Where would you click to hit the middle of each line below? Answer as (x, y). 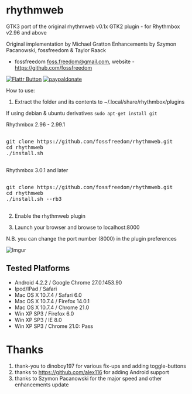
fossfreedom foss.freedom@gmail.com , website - (74, 61)
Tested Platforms (38, 268)
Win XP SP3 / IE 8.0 (38, 320)
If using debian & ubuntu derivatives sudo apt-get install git (82, 113)
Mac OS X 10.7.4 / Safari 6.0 (48, 295)
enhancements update (42, 385)
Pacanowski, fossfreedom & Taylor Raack (56, 50)
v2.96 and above (26, 32)
